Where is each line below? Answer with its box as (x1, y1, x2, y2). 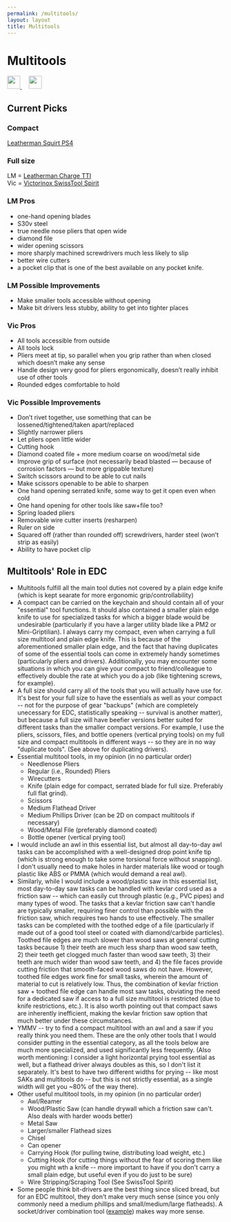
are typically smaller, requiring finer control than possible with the (17, 906, 204, 915)
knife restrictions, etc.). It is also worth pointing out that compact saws (17, 1002, 218, 1010)
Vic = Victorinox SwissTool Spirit (7, 179, 99, 187)
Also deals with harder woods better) (27, 1112, 133, 1121)
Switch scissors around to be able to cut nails (17, 472, 147, 481)
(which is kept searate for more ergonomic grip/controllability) (17, 591, 194, 599)
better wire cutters (17, 256, 70, 264)
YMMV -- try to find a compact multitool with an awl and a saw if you (17, 1024, 214, 1032)
